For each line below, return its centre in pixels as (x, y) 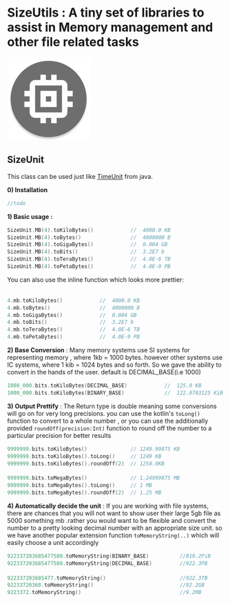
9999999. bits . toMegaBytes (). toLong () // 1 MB (80, 486)
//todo (17, 203)
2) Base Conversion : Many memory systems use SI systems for (99, 350)
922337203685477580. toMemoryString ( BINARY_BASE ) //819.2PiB (109, 556)
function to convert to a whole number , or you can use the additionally (108, 421)
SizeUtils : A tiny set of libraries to (106, 13)
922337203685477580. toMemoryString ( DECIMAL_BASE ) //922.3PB (107, 563)
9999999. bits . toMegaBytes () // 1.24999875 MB (94, 478)
